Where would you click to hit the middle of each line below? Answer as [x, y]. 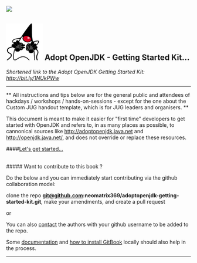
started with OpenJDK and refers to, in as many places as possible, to [90, 125]
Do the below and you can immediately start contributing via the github [92, 178]
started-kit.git [24, 201]
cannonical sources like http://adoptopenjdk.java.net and [75, 131]
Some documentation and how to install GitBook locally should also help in [96, 242]
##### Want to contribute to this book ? [54, 166]
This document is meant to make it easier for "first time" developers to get [96, 119]
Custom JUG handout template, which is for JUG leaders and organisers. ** [97, 107]
